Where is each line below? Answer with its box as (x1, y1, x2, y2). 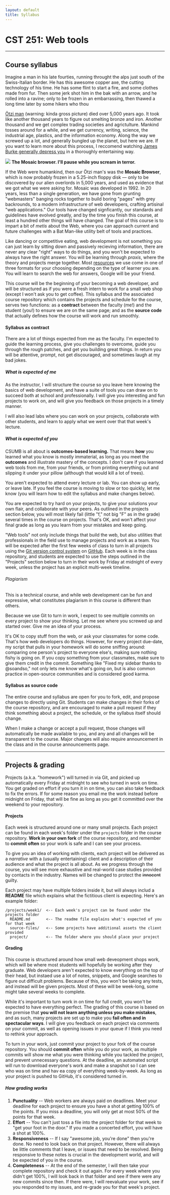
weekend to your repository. (5, 801, 64, 807)
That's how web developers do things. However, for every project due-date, (5, 638, 163, 644)
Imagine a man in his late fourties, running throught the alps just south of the (5, 74, 164, 80)
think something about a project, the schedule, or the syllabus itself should (5, 710, 161, 716)
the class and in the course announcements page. (5, 741, 110, 747)
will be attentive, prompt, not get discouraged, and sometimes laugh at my (5, 352, 160, 358)
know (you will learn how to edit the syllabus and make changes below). (5, 491, 155, 497)
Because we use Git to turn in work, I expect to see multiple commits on (5, 612, 155, 618)
